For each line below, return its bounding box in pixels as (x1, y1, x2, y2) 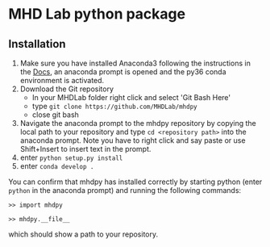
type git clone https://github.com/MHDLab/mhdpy (31, 102, 197, 111)
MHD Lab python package (8, 5, 186, 23)
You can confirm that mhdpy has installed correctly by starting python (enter (8, 177, 263, 186)
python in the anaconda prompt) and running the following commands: (8, 186, 242, 195)
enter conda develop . (19, 161, 94, 170)
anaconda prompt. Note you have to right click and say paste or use (19, 136, 246, 145)
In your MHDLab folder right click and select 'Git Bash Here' (31, 93, 231, 102)
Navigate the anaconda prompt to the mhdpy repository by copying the (19, 119, 256, 128)
